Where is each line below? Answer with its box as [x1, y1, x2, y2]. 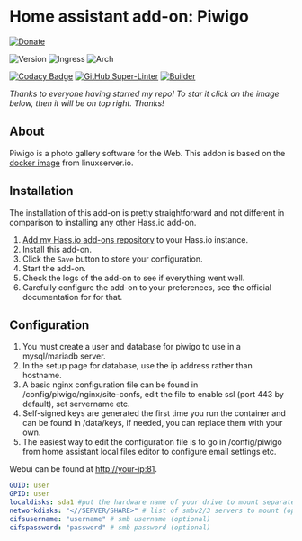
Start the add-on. [22, 262, 87, 273]
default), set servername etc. [22, 398, 130, 410]
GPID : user [9, 490, 50, 499]
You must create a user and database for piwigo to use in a [22, 341, 241, 352]
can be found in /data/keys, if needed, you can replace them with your [22, 418, 283, 429]
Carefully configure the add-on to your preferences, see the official [22, 281, 272, 293]
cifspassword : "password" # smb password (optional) [9, 523, 211, 532]
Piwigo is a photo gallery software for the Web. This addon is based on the [9, 147, 286, 158]
